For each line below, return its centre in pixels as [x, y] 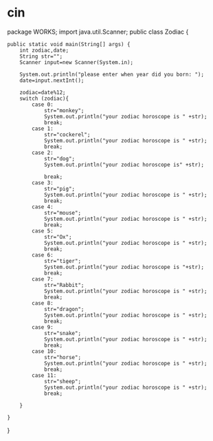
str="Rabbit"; [64, 285]
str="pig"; [59, 189]
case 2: [43, 153]
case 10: [44, 351]
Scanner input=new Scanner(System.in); [77, 62]
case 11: [44, 375]
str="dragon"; [64, 309]
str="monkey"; [64, 110]
